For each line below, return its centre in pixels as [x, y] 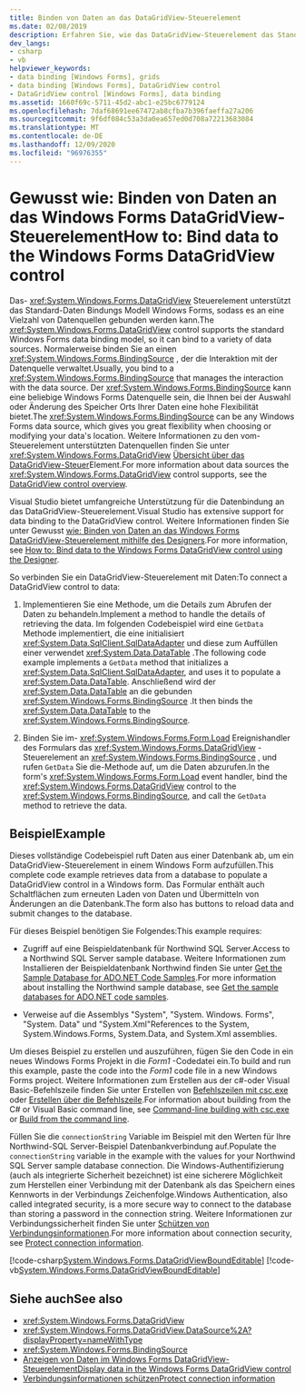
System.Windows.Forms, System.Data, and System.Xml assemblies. [150, 1034]
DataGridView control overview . [69, 483]
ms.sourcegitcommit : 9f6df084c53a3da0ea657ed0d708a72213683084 [132, 119]
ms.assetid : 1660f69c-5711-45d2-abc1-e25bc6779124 [107, 102]
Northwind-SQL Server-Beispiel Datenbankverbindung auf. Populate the [143, 1147]
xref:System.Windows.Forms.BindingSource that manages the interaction [147, 377]
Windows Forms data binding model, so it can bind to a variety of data [141, 339]
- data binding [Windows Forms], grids [85, 77]
